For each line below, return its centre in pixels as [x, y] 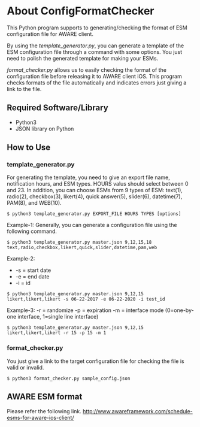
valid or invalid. [25, 367]
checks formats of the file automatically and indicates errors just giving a [97, 83]
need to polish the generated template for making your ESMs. [83, 58]
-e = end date [32, 277]
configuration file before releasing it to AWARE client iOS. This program [94, 76]
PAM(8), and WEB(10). [34, 203]
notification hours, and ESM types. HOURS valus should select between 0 [98, 184]
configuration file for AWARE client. [50, 34]
